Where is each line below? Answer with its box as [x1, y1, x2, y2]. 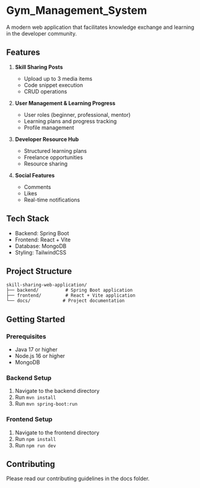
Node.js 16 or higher [14, 353, 65, 360]
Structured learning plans [23, 147, 87, 154]
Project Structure [6, 266, 72, 276]
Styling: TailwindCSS [14, 249, 67, 256]
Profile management [23, 124, 74, 131]
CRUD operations [23, 88, 67, 95]
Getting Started [6, 314, 65, 324]
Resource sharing [23, 160, 68, 167]
